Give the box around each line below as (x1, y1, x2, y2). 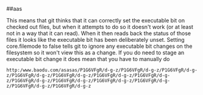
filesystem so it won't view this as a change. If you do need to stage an (6, 49, 185, 56)
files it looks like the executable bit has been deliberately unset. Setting (6, 36, 185, 43)
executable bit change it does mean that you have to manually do (6, 56, 170, 62)
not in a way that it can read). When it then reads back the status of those (6, 30, 191, 37)
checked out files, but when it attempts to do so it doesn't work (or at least (6, 24, 194, 30)
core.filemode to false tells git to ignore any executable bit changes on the (6, 42, 193, 50)
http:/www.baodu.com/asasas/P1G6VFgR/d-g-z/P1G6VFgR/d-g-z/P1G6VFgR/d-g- (6, 67, 198, 73)
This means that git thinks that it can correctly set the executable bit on (6, 17, 185, 24)
